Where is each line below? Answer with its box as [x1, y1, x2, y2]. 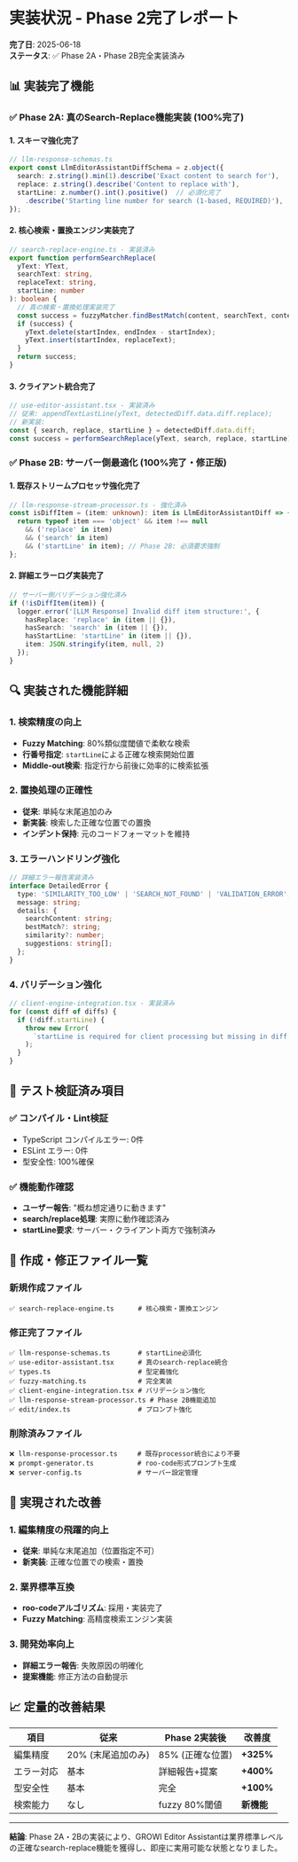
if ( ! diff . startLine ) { [17, 1015, 105, 1024]
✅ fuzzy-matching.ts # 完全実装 [9, 1376, 173, 1386]
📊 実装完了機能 [9, 79, 95, 94]
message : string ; [17, 897, 82, 907]
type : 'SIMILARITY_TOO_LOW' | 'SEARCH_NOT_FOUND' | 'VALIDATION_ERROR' [17, 889, 288, 898]
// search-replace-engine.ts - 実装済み [9, 245, 155, 254]
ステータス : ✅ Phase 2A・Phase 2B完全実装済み [9, 50, 185, 60]
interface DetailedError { [9, 881, 109, 890]
